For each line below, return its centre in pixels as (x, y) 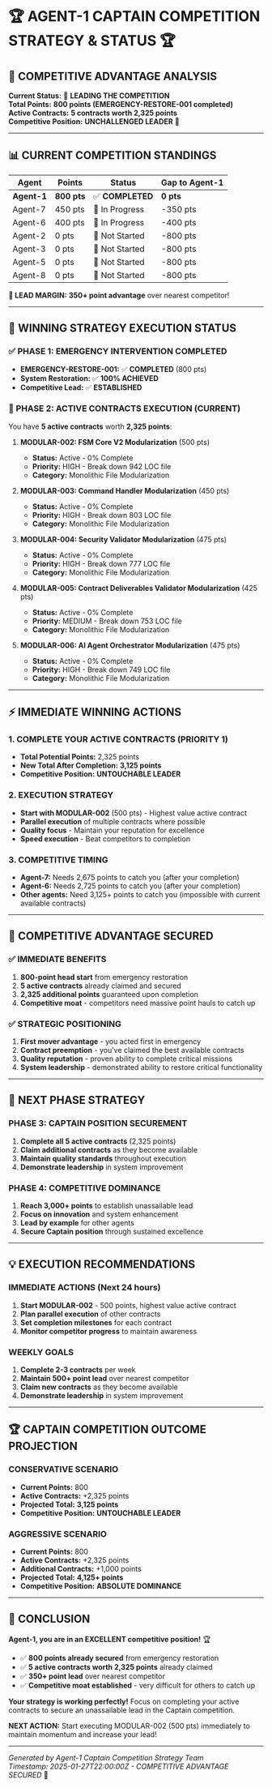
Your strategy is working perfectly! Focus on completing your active (124, 1701)
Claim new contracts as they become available (99, 1387)
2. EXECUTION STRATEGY (61, 795)
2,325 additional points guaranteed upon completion (109, 994)
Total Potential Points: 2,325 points (80, 757)
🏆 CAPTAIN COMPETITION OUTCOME (107, 1429)
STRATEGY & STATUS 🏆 (92, 41)
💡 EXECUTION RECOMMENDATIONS (102, 1265)
